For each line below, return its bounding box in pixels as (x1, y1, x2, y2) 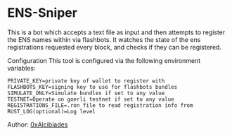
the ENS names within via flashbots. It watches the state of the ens (7, 35, 201, 43)
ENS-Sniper (7, 5, 77, 21)
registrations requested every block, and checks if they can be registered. (7, 43, 221, 51)
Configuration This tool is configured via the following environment (7, 56, 201, 64)
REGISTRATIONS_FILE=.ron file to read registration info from (7, 101, 193, 109)
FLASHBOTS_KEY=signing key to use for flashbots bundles (7, 83, 178, 90)
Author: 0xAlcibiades (7, 120, 68, 129)
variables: (7, 64, 36, 72)
